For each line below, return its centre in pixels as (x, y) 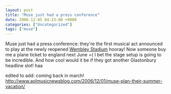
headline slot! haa (24, 66)
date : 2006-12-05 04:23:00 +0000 (41, 20)
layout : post (19, 10)
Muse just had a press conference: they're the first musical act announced (84, 44)
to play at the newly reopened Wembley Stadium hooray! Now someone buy (86, 49)
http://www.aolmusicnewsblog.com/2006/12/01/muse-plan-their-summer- (84, 81)
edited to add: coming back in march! (45, 76)
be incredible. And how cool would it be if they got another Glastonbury (81, 60)
